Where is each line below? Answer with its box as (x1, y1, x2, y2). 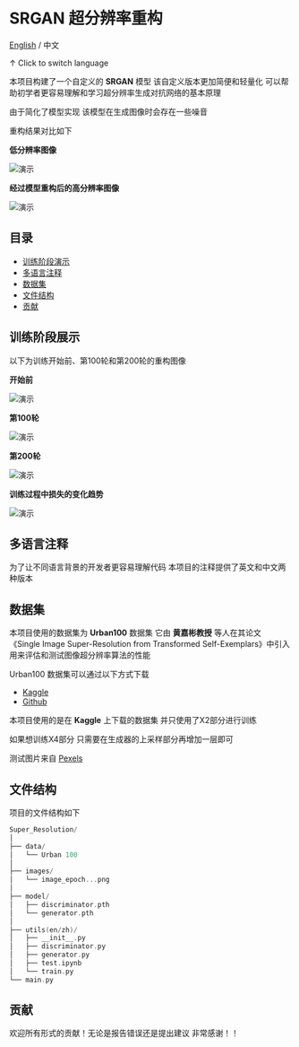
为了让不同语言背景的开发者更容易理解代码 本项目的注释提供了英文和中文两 (9, 562, 286, 572)
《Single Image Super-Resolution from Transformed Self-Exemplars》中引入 (9, 639, 291, 650)
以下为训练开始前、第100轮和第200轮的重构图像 (9, 355, 186, 366)
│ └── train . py (9, 966, 74, 976)
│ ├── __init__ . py (9, 934, 87, 943)
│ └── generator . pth (9, 908, 94, 918)
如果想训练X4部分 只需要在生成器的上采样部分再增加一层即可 (9, 734, 234, 745)
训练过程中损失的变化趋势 (9, 488, 104, 499)
